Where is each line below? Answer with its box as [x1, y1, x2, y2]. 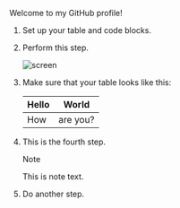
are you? [57, 114, 96, 126]
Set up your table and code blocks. [21, 25, 152, 35]
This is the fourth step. [21, 136, 106, 147]
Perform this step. [21, 42, 90, 53]
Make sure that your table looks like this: [21, 77, 172, 88]
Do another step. [21, 188, 85, 199]
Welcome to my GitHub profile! [9, 8, 123, 18]
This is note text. [21, 171, 84, 182]
